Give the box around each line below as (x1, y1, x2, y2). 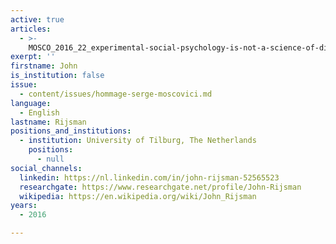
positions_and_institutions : (10, 126, 132, 136)
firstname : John (10, 61, 78, 71)
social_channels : (10, 163, 83, 173)
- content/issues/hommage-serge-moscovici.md (19, 89, 213, 99)
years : (10, 201, 38, 211)
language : (10, 98, 52, 108)
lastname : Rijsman (10, 117, 87, 127)
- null (36, 154, 65, 164)
